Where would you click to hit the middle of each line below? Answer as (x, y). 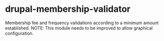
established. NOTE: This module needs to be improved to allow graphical (79, 28)
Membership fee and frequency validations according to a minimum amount (82, 23)
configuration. (19, 33)
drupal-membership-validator (68, 9)
